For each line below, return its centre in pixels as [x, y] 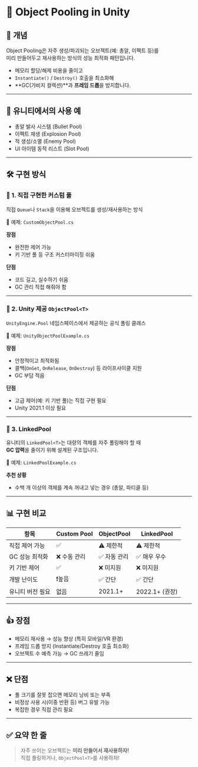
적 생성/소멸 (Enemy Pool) [45, 141]
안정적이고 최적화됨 [37, 360]
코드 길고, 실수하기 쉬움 [42, 279]
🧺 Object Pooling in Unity [68, 12]
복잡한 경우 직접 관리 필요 [44, 709]
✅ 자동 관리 [114, 556]
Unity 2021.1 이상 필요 [40, 408]
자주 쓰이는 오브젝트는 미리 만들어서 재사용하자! [75, 750]
